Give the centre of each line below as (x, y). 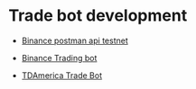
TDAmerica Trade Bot (62, 75)
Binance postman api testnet (75, 40)
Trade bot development (98, 16)
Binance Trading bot (59, 58)
